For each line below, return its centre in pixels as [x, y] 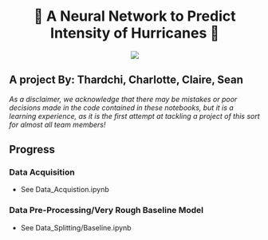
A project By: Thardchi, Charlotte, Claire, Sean [126, 80]
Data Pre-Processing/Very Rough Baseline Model [106, 210]
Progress [32, 150]
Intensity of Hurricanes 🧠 [135, 33]
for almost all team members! [57, 124]
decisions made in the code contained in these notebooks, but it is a [121, 108]
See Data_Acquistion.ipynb [65, 190]
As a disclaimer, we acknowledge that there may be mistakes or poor [123, 99]
